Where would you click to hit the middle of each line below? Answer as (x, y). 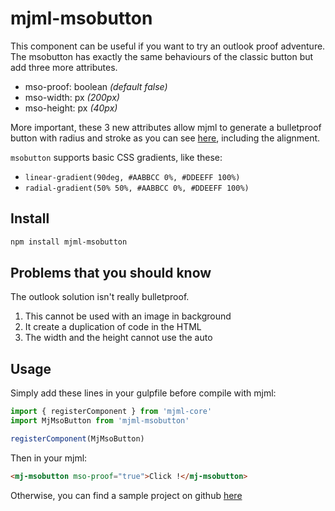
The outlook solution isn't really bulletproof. (100, 297)
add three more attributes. (64, 67)
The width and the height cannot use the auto (118, 338)
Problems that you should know (111, 273)
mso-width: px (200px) (72, 97)
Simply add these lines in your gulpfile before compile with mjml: (143, 393)
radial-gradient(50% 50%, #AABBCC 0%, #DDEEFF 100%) (137, 188)
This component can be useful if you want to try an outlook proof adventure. (168, 46)
